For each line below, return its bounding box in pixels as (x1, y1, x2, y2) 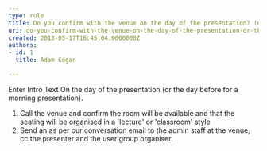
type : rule (8, 11, 44, 20)
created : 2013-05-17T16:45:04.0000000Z (8, 33, 141, 42)
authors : (8, 41, 37, 49)
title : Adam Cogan (15, 56, 77, 64)
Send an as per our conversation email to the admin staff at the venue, (19, 125, 250, 135)
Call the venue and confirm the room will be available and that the (19, 108, 235, 118)
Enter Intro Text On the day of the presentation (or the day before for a (8, 84, 238, 94)
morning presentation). (8, 93, 83, 103)
